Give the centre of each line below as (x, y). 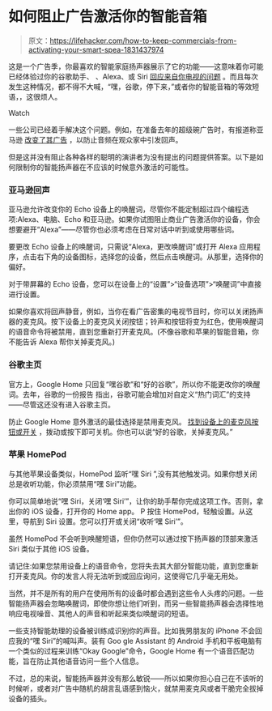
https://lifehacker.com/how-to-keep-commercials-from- (143, 40)
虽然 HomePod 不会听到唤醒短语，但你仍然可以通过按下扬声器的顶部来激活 (133, 539)
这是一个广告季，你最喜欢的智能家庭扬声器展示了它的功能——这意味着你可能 (136, 66)
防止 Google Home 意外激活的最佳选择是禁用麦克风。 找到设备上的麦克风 (130, 421)
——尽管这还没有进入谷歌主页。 (62, 404)
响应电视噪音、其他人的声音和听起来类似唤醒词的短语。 (100, 613)
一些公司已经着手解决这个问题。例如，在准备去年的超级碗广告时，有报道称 (132, 130)
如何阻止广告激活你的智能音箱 (108, 17)
